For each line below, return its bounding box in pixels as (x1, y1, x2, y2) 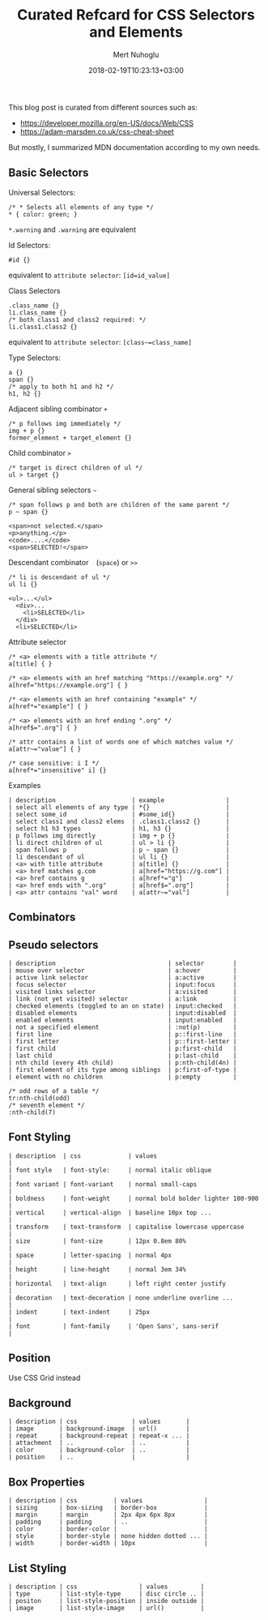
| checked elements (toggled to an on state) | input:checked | (8, 1001, 237, 1010)
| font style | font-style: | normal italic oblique (8, 1166, 212, 1174)
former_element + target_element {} (8, 434, 132, 442)
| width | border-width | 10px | (8, 1539, 208, 1548)
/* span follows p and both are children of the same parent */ (8, 500, 230, 508)
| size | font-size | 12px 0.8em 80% (8, 1236, 186, 1245)
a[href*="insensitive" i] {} (8, 766, 107, 774)
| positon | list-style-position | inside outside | (8, 1597, 205, 1605)
